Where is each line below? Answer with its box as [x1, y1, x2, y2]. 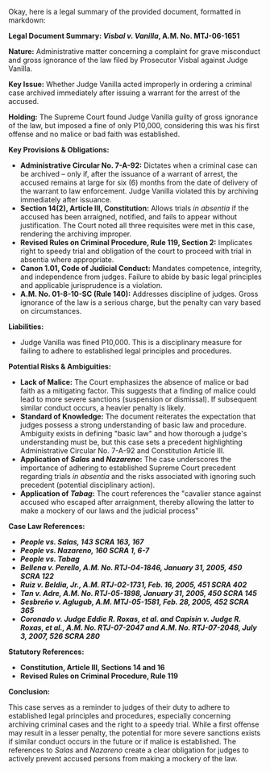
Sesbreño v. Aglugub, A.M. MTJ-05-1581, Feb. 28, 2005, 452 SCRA [19, 597, 250, 606]
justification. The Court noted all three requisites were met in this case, [19, 221, 255, 230]
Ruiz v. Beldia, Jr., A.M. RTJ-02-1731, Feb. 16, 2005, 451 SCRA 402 [19, 580, 247, 590]
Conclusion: [8, 687, 51, 696]
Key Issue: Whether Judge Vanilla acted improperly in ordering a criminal [8, 80, 252, 89]
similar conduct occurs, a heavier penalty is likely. [19, 403, 186, 412]
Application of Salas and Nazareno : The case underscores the [19, 455, 232, 464]
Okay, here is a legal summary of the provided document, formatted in [8, 7, 242, 16]
